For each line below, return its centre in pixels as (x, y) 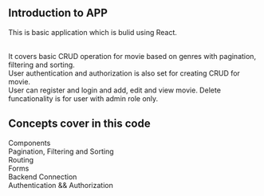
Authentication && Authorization (61, 185)
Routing (21, 159)
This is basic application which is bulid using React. (93, 32)
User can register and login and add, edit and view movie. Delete (115, 90)
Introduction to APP (58, 13)
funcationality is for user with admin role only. (83, 98)
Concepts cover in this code (79, 124)
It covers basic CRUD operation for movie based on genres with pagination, (132, 56)
